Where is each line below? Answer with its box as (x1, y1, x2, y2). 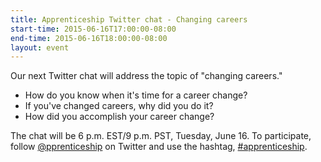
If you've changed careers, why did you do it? (24, 100, 214, 112)
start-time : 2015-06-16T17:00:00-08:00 (10, 24, 177, 34)
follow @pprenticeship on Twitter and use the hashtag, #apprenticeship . (10, 141, 308, 153)
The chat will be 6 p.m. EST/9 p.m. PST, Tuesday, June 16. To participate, (10, 130, 312, 142)
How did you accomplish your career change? (24, 111, 215, 123)
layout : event (10, 42, 70, 53)
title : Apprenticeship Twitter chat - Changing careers (10, 14, 248, 25)
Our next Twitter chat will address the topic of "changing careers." (10, 70, 283, 82)
